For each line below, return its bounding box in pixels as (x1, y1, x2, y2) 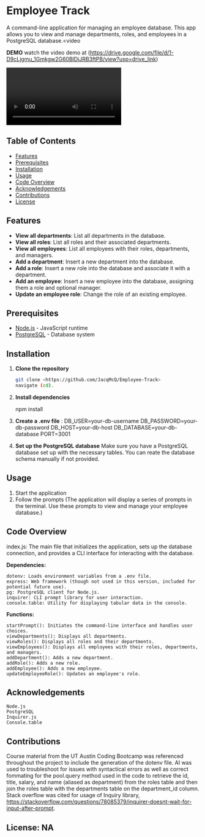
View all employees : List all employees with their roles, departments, (15, 244, 190, 252)
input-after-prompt (6, 805, 54, 812)
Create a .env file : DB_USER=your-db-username (15, 417, 140, 425)
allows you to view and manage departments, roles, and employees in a (6, 30, 187, 37)
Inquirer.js (6, 714, 37, 721)
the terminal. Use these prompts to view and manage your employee (15, 502, 188, 509)
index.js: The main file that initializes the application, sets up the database (6, 543, 193, 550)
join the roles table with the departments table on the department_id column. (6, 785, 199, 792)
